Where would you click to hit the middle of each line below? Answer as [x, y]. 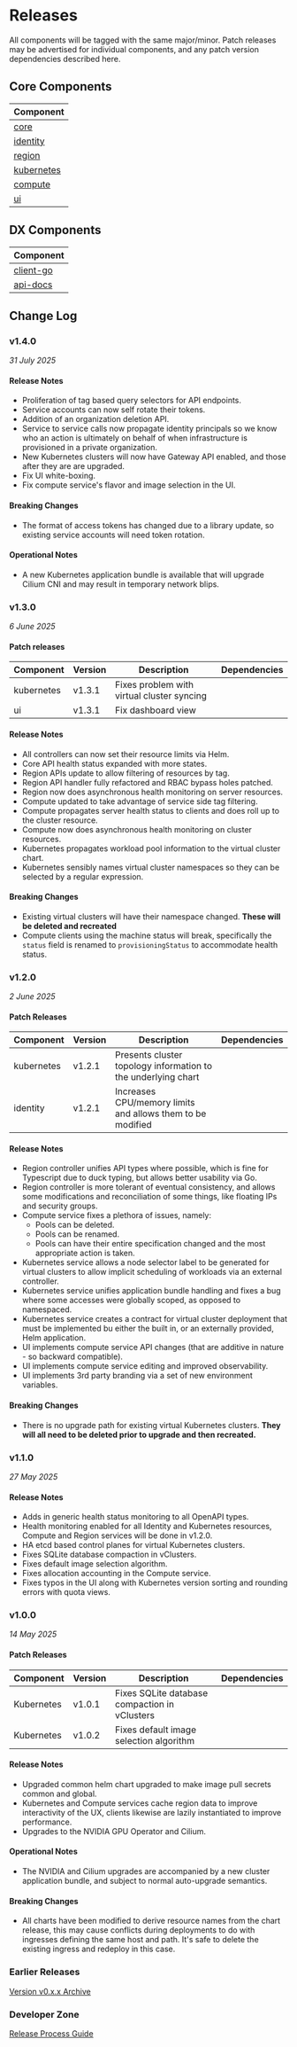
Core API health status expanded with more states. [114, 763]
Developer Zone [44, 2014]
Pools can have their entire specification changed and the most [150, 1244]
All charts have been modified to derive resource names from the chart [151, 1921]
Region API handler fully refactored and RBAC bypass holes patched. [148, 782]
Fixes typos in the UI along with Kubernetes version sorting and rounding [155, 1582]
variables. [40, 1385]
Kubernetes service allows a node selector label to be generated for [145, 1262]
